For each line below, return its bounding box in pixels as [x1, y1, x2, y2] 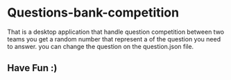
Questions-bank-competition [7, 5, 179, 21]
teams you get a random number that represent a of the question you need [7, 34, 221, 43]
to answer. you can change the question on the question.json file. [7, 42, 194, 50]
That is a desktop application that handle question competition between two [7, 28, 224, 36]
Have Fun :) [7, 62, 58, 74]
